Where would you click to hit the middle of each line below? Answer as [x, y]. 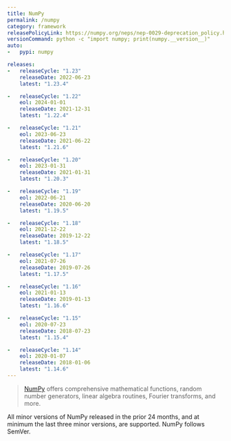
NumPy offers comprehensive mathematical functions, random [113, 389]
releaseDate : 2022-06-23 [55, 77]
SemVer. [19, 431]
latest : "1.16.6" [44, 306]
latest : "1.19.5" [44, 210]
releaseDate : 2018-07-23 [55, 331]
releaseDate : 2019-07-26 [55, 267]
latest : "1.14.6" [44, 369]
